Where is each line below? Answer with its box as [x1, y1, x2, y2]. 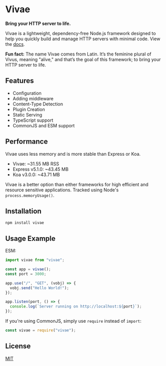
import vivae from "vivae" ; [5, 258, 65, 263]
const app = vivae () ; [5, 267, 51, 272]
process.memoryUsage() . [5, 192, 55, 198]
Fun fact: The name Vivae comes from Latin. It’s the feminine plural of [5, 51, 151, 57]
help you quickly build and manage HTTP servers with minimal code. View [5, 36, 161, 42]
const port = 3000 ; [5, 271, 47, 276]
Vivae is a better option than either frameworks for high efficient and [5, 181, 149, 187]
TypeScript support [12, 117, 53, 123]
